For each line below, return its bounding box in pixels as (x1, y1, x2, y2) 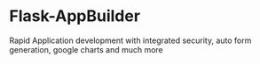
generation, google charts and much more (9, 44, 164, 54)
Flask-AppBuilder (9, 6, 140, 26)
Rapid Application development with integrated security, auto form (9, 35, 252, 46)
